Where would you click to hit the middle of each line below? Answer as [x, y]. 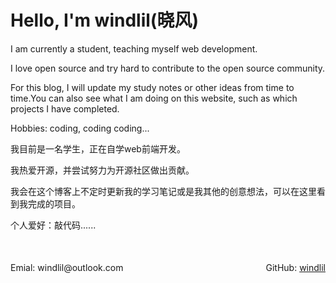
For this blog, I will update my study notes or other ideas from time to [152, 87]
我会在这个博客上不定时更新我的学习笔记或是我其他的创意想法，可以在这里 [163, 191]
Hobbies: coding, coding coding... [80, 128]
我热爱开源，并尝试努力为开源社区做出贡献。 [102, 170]
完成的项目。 [54, 203]
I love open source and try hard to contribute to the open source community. [168, 68]
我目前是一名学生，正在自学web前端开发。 [98, 148]
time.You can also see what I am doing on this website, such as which [154, 98]
